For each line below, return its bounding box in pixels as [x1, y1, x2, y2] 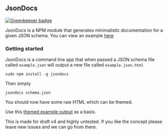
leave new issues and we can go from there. [5, 124, 97, 130]
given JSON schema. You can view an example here [5, 32, 114, 38]
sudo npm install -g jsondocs [5, 72, 69, 77]
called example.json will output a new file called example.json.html [5, 62, 144, 68]
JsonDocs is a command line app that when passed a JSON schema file [5, 56, 155, 62]
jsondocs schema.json [5, 90, 51, 95]
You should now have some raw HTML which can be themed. [5, 99, 133, 105]
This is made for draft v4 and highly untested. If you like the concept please [5, 118, 162, 125]
